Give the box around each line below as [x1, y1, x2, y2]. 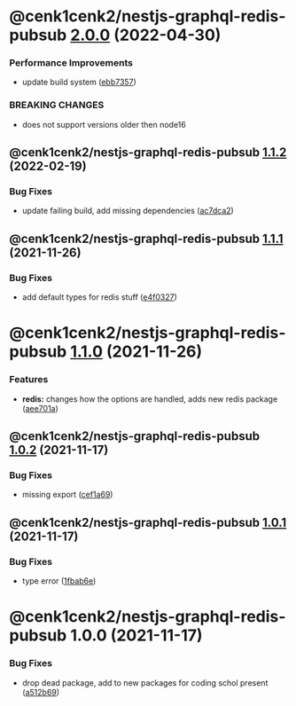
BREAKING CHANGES [9, 99, 105, 112]
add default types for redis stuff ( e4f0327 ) [21, 292, 177, 302]
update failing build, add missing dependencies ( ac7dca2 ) [21, 206, 235, 216]
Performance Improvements [9, 57, 134, 69]
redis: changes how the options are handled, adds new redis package [21, 393, 278, 404]
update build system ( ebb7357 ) [21, 77, 137, 88]
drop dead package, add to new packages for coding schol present [21, 677, 269, 688]
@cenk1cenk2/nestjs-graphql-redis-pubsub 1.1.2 [9, 145, 287, 161]
